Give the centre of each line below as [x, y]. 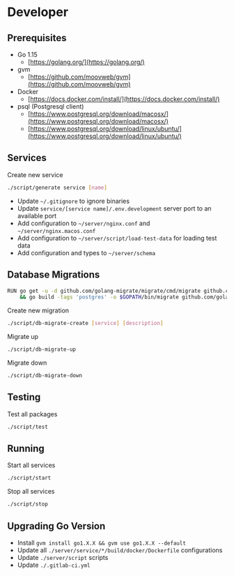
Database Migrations [54, 275]
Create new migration [38, 310]
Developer [38, 12]
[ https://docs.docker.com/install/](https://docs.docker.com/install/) [124, 99]
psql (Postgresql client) [50, 106]
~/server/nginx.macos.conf [56, 231]
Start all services [31, 465]
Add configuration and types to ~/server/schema [86, 252]
